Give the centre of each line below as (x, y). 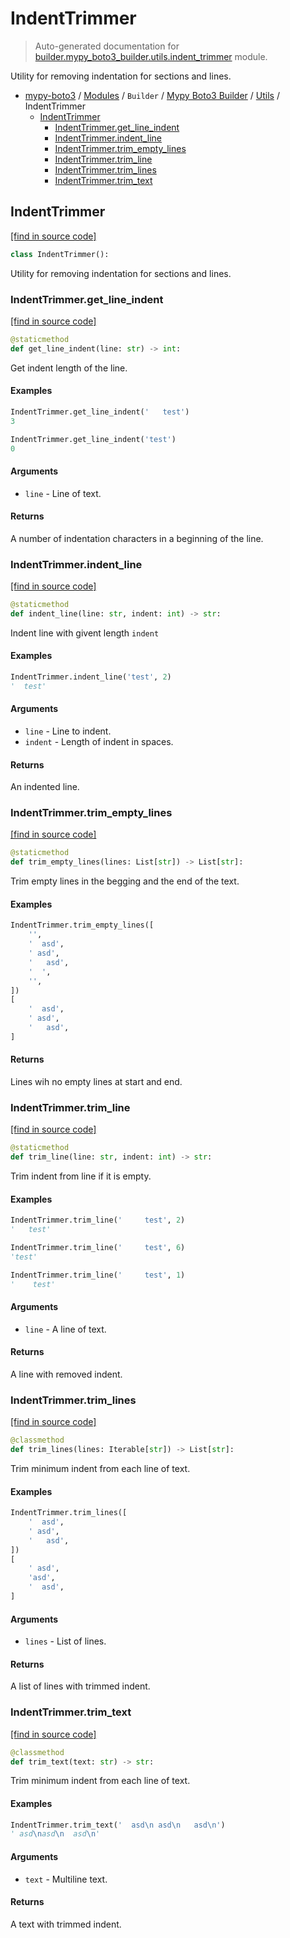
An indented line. (45, 787)
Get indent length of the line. (69, 368)
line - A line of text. (65, 1329)
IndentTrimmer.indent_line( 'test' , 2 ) (91, 677)
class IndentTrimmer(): (60, 254)
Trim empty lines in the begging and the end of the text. (125, 881)
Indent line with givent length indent (85, 633)
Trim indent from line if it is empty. (81, 1176)
